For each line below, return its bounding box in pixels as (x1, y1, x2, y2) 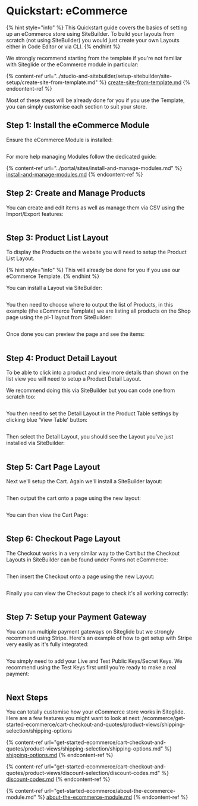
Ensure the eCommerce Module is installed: (6, 136, 113, 143)
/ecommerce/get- (142, 715, 186, 722)
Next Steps (6, 693, 48, 703)
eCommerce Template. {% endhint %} (6, 273, 100, 280)
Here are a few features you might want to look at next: (6, 715, 141, 722)
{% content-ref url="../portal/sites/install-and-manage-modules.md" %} (6, 164, 183, 171)
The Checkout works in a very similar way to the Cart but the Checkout (6, 549, 180, 557)
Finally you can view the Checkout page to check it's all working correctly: (6, 589, 188, 597)
